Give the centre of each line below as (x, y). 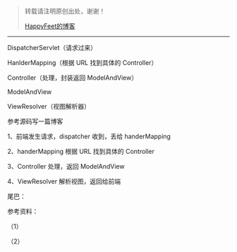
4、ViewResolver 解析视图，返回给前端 (64, 181)
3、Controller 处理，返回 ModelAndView (66, 166)
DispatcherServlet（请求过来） (52, 48)
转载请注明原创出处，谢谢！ (65, 11)
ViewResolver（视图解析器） (49, 106)
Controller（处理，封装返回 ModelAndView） (73, 78)
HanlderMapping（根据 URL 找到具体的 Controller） (83, 62)
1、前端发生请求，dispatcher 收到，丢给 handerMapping (89, 136)
